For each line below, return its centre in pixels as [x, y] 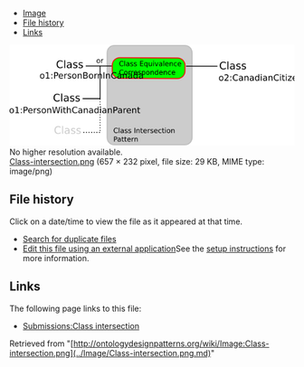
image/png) [31, 171]
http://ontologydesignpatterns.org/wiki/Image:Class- [171, 343]
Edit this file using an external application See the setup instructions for [154, 249]
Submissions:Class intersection [81, 325]
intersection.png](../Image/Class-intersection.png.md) [110, 353]
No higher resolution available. [66, 152]
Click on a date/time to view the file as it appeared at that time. [126, 221]
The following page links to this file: [76, 308]
